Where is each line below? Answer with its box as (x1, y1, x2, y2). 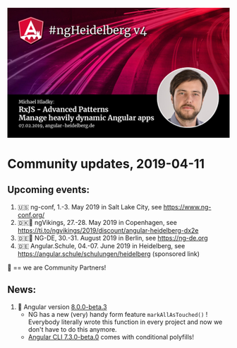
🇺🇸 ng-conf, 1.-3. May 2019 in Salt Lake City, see (17, 202, 162, 211)
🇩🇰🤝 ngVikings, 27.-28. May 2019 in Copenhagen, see (17, 218, 178, 226)
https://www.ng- (163, 202, 212, 211)
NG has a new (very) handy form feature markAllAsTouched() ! (28, 310, 208, 318)
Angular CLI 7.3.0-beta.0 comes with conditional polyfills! (28, 332, 195, 341)
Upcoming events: (7, 184, 90, 196)
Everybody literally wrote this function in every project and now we (28, 318, 223, 326)
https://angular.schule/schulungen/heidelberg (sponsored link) (17, 249, 200, 258)
